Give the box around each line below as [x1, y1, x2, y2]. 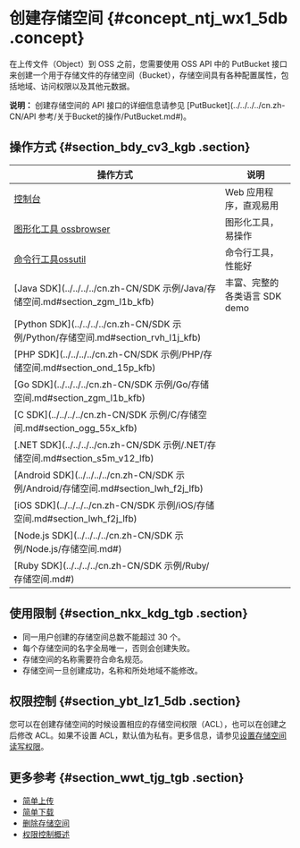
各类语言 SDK [224, 290, 282, 302]
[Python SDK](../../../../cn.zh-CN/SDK [13, 318, 171, 330]
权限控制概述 [21, 829, 70, 840]
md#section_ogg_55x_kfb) [25, 421, 138, 434]
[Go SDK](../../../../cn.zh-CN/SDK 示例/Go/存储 [13, 377, 210, 390]
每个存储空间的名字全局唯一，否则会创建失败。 [21, 642, 195, 653]
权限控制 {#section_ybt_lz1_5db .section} [9, 693, 241, 708]
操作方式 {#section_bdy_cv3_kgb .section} [9, 140, 251, 155]
